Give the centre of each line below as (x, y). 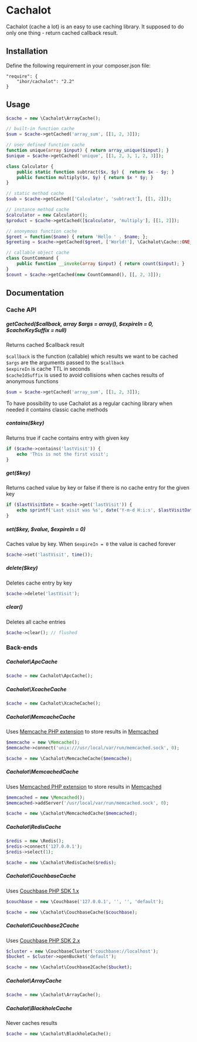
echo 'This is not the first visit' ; (63, 454)
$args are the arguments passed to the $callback (65, 362)
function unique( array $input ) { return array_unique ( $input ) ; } (87, 151)
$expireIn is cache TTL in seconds (48, 369)
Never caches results (32, 1023)
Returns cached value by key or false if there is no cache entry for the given (98, 488)
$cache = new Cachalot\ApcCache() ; (50, 676)
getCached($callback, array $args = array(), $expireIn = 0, (80, 324)
